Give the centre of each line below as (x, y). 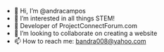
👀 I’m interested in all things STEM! (64, 18)
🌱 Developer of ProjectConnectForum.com (75, 26)
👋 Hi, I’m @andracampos (50, 11)
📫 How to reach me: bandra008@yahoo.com (80, 41)
